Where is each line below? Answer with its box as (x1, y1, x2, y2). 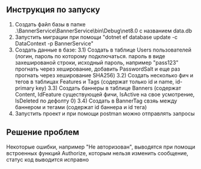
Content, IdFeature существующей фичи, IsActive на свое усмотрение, (14, 90, 195, 98)
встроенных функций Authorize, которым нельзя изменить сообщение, (6, 149, 189, 156)
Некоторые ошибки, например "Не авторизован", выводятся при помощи (6, 143, 196, 150)
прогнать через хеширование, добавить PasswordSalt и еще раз (14, 65, 181, 73)
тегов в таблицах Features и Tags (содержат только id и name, (14, 78, 175, 85)
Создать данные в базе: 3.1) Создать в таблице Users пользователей (14, 46, 192, 53)
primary (14, 84, 35, 92)
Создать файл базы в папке (14, 20, 86, 28)
